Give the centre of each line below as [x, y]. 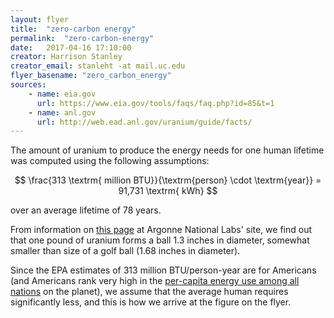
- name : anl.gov [62, 112]
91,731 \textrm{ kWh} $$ [168, 191]
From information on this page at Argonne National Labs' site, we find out [161, 230]
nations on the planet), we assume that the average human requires [149, 292]
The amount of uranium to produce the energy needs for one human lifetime [167, 150]
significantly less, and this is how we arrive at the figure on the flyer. [151, 302]
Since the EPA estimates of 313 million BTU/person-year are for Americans [163, 270]
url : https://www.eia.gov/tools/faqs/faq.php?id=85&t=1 [155, 103]
